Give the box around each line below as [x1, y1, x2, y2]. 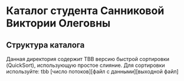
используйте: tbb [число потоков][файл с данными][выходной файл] [6, 68, 179, 75]
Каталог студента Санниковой [6, 4, 165, 18]
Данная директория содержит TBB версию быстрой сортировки [6, 56, 170, 62]
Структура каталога [6, 40, 85, 50]
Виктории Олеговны [6, 16, 111, 30]
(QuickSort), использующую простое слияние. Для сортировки [6, 62, 165, 69]
